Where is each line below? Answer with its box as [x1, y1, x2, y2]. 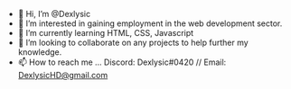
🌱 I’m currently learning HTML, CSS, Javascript [17, 28, 194, 38]
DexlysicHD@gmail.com [17, 70, 108, 80]
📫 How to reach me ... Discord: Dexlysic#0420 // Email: [17, 57, 227, 67]
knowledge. [17, 47, 62, 58]
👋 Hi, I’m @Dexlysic [17, 9, 91, 19]
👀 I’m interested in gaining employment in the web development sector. [17, 18, 283, 29]
